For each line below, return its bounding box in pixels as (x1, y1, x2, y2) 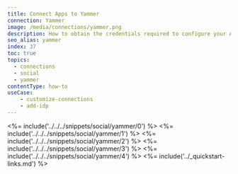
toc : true (7, 50, 37, 57)
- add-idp (20, 103, 50, 110)
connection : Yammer (7, 17, 65, 24)
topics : (7, 57, 30, 64)
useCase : (7, 89, 33, 96)
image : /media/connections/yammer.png (7, 23, 122, 30)
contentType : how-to (7, 83, 69, 90)
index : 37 (7, 43, 37, 50)
